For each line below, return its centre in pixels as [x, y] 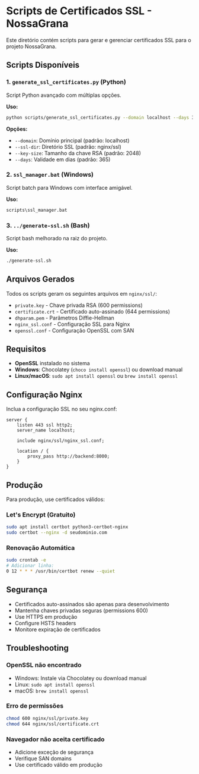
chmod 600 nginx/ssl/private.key [47, 718]
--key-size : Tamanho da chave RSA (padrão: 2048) [78, 153]
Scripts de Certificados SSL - [79, 11]
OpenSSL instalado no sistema [52, 364]
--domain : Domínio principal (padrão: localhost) [72, 140]
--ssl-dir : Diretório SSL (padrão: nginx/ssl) [68, 146]
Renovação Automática [41, 548]
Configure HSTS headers [45, 623]
